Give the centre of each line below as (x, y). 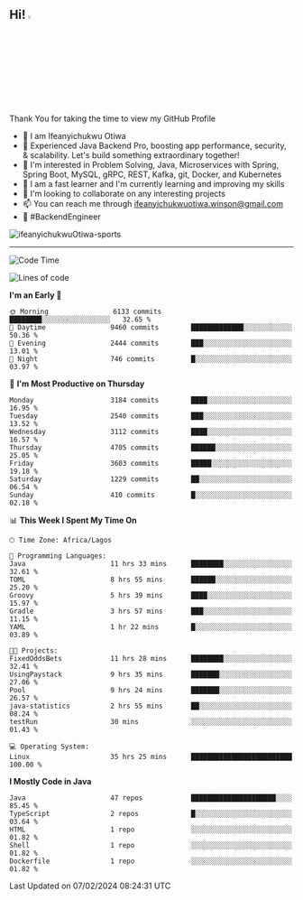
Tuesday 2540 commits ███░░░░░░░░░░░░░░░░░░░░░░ (151, 416)
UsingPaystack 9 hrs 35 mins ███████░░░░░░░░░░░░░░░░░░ (151, 674)
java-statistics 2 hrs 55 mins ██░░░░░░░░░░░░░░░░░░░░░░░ (151, 706)
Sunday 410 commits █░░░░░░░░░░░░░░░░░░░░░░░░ (151, 495)
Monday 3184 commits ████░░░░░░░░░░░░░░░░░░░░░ (151, 400)
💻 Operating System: (50, 747)
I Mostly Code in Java (50, 781)
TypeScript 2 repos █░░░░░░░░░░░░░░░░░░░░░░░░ (151, 813)
